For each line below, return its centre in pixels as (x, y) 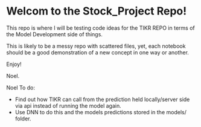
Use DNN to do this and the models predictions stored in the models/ (101, 112)
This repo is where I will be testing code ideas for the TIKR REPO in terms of (101, 28)
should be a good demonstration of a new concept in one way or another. (97, 52)
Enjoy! (14, 64)
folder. (23, 119)
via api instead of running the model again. (68, 106)
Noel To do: (21, 87)
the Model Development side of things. (54, 34)
